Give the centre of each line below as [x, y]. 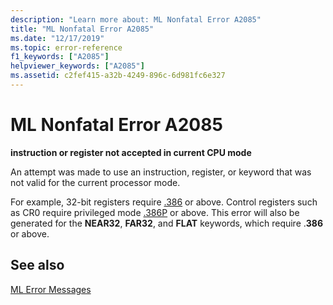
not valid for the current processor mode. [95, 182]
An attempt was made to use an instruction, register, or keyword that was [161, 172]
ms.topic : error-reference [66, 47]
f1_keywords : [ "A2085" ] [60, 57]
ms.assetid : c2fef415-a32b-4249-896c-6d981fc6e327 [118, 76]
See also [37, 265]
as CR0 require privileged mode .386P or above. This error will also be [155, 212]
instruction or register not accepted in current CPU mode [131, 152]
